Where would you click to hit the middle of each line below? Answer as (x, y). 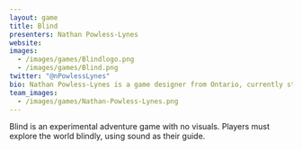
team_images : (34, 93)
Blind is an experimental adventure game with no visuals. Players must (140, 127)
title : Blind (34, 26)
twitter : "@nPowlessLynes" (60, 76)
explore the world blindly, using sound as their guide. (107, 137)
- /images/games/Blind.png (68, 68)
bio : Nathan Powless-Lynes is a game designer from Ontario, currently (146, 84)
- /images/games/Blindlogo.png (76, 59)
